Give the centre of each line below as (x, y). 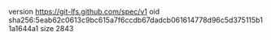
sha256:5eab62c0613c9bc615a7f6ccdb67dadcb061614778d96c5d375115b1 (135, 20)
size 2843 (57, 28)
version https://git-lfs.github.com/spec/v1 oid (84, 12)
